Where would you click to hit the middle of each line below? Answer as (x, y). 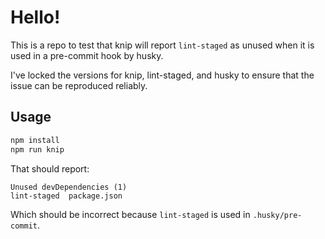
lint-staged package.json (66, 196)
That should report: (50, 168)
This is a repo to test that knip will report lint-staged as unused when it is (162, 45)
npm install (35, 140)
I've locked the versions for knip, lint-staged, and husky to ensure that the (162, 75)
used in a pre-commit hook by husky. (87, 55)
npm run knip (37, 149)
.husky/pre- (277, 215)
